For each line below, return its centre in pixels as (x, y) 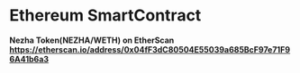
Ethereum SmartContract (105, 16)
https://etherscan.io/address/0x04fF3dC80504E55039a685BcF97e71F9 (150, 49)
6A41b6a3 (29, 59)
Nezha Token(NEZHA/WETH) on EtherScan (92, 40)
